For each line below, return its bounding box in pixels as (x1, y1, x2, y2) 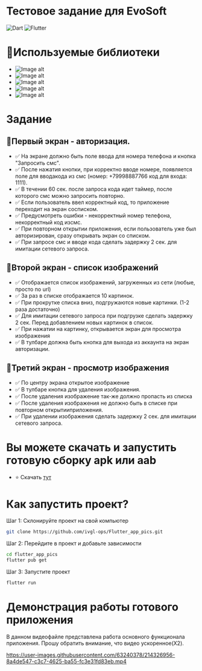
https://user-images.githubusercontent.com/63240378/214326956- (6, 651, 175, 658)
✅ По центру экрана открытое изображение (14, 379, 130, 386)
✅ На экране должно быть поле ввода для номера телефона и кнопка (14, 152, 196, 160)
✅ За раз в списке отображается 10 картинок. (14, 292, 134, 299)
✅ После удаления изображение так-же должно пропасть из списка (14, 392, 193, 400)
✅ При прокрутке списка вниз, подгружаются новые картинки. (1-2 (14, 298, 190, 306)
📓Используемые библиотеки (6, 45, 160, 59)
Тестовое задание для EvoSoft (6, 4, 167, 18)
